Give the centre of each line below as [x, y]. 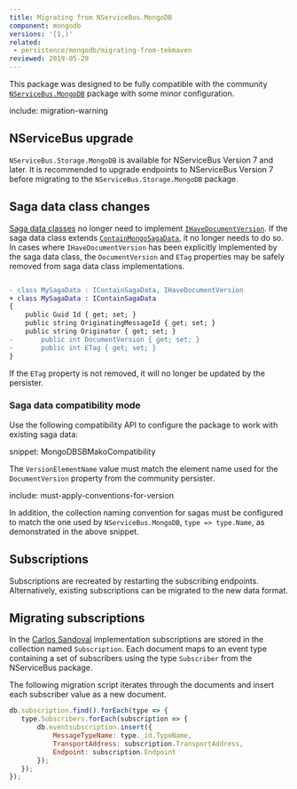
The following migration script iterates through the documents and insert [142, 685]
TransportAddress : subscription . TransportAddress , [148, 744]
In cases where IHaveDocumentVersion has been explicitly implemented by [143, 247]
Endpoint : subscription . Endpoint [114, 752]
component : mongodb [45, 26]
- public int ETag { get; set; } [83, 347]
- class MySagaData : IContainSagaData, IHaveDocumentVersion [126, 290]
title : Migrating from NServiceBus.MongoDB [91, 17]
